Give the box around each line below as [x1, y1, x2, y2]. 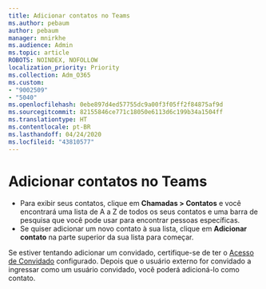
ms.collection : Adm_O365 [8, 71, 91, 79]
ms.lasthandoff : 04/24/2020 [8, 130, 102, 138]
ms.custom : [8, 78, 45, 86]
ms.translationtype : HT [8, 116, 88, 124]
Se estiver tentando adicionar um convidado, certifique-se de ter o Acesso [8, 248, 254, 258]
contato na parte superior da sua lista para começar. [19, 232, 194, 242]
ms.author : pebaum [8, 19, 69, 27]
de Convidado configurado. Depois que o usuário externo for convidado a [8, 256, 252, 266]
